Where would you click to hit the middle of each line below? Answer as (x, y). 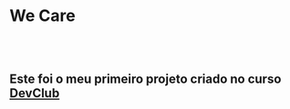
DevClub (35, 93)
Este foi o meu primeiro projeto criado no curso (145, 79)
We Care (42, 16)
